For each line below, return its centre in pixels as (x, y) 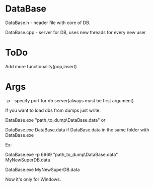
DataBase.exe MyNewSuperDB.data (43, 169)
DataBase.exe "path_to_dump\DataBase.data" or (55, 120)
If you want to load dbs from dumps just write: (53, 110)
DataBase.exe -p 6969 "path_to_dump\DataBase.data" (62, 154)
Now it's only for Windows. (33, 179)
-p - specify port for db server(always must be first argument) (70, 100)
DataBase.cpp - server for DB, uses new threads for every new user (75, 32)
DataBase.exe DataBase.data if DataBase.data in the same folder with (77, 130)
